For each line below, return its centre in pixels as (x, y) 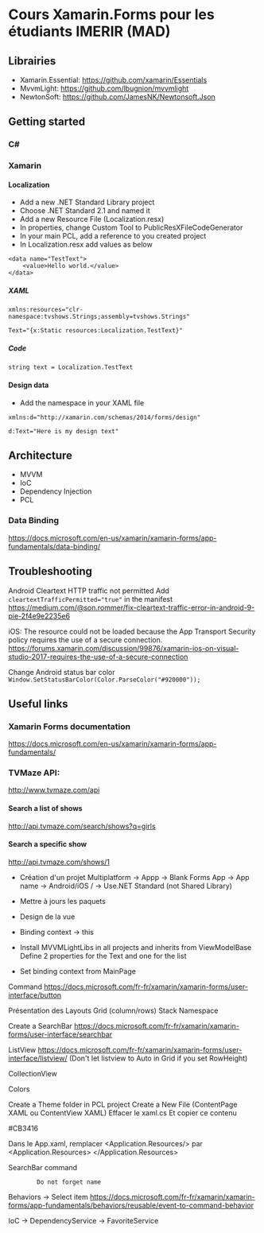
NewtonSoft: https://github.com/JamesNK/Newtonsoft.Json (118, 97)
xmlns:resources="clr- (46, 310)
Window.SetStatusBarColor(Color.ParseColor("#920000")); (105, 680)
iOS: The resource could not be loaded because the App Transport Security (132, 631)
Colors (19, 1089)
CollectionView (33, 1073)
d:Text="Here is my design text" (64, 431)
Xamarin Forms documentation (70, 727)
